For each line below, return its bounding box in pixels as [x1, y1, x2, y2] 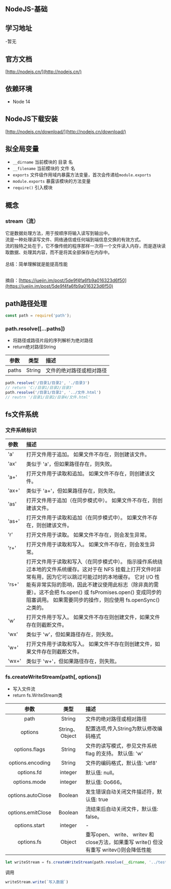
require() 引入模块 [12, 184, 53, 190]
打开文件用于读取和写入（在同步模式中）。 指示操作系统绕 [26, 558, 163, 565]
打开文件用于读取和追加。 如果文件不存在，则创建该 [26, 470, 150, 477]
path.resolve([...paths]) [5, 325, 65, 332]
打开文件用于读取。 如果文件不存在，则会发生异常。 [26, 532, 150, 539]
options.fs [17, 838, 42, 845]
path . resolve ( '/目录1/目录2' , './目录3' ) [5, 380, 90, 386]
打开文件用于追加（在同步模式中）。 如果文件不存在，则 [26, 497, 158, 504]
